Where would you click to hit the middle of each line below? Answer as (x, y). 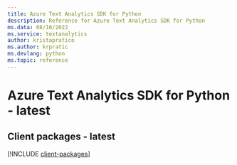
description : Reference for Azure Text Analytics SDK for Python (106, 21)
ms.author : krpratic (38, 47)
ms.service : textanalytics (47, 34)
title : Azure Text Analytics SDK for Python (74, 14)
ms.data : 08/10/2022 (38, 27)
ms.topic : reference (38, 60)
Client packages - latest (62, 137)
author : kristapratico (41, 41)
